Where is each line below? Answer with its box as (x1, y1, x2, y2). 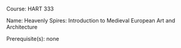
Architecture (6, 24, 38, 30)
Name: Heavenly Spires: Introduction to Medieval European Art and (6, 17, 175, 24)
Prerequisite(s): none (6, 35, 59, 42)
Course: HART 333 (6, 5, 54, 12)
